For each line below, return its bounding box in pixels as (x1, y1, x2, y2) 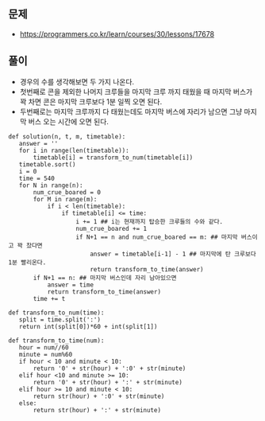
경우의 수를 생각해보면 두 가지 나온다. (19, 76, 135, 86)
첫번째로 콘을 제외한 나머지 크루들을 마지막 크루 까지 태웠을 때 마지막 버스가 (19, 87, 253, 96)
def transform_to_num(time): (8, 309, 105, 317)
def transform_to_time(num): (8, 337, 105, 345)
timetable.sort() (18, 160, 77, 169)
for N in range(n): (18, 181, 83, 189)
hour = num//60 (18, 343, 69, 352)
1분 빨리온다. (8, 258, 47, 267)
